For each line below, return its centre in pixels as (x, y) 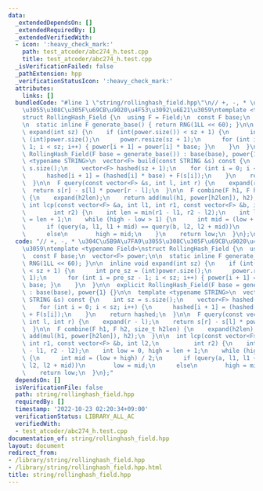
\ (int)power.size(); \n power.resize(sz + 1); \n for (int (136, 139)
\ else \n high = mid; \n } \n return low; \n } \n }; (136, 235)
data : (17, 15)
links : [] (38, 96)
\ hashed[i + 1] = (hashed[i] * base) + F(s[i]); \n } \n (129, 176)
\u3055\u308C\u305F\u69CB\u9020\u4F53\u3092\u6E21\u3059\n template (134, 111)
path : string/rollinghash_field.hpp (75, 395)
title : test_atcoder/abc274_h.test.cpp (87, 60)
